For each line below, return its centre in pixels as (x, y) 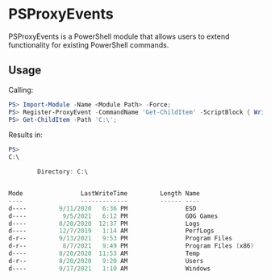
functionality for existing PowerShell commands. (89, 44)
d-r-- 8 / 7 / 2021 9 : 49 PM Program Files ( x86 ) (131, 246)
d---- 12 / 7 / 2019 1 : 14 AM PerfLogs (112, 231)
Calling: (21, 90)
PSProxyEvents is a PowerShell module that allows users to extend (119, 36)
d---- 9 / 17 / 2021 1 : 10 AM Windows (110, 268)
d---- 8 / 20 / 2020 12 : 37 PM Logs (104, 224)
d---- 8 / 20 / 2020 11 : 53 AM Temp (104, 253)
